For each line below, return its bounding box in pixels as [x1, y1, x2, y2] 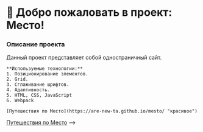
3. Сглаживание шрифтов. [6, 82, 69, 88]
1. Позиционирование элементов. [6, 71, 88, 77]
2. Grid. [6, 76, 29, 83]
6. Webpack [6, 97, 34, 104]
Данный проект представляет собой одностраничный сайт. [6, 54, 162, 61]
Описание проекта [6, 40, 65, 49]
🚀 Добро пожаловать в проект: [6, 5, 173, 19]
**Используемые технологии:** [6, 66, 84, 72]
